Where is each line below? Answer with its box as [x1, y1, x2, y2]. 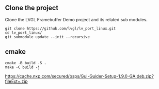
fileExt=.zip [5, 78, 28, 84]
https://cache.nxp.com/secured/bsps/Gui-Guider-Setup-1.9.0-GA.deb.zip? [5, 73, 154, 79]
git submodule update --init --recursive [5, 34, 90, 39]
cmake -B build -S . [5, 60, 47, 65]
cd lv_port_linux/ [5, 30, 42, 35]
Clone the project [5, 4, 59, 12]
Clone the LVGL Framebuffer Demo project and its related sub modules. [5, 16, 148, 22]
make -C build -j [5, 65, 40, 70]
